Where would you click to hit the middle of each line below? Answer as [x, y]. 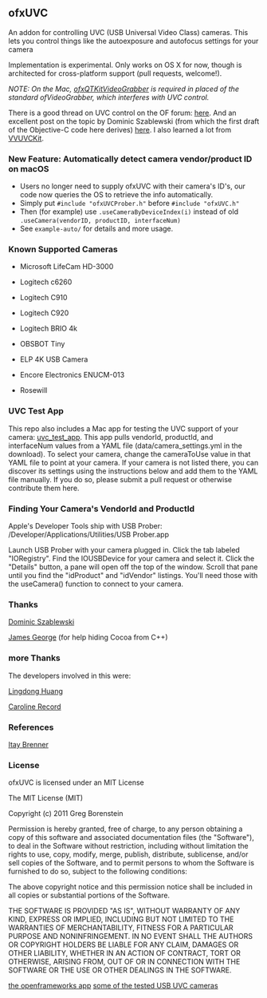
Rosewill [33, 390]
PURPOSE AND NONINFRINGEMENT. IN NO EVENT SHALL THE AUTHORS [131, 937]
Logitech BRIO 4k [49, 329]
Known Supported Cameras [63, 249]
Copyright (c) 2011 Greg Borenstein [66, 814]
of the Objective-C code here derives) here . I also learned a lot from [120, 129]
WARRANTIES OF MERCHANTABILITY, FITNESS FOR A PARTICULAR [121, 928]
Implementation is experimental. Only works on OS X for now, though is [125, 65]
